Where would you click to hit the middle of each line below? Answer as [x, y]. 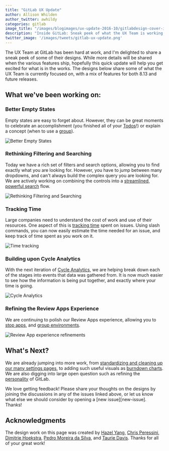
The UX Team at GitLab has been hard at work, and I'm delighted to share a [83, 52]
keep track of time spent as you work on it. [50, 236]
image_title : [19, 29]
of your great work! [25, 443]
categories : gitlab [26, 24]
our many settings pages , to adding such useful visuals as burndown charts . [84, 368]
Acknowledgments [36, 421]
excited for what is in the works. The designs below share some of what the [83, 68]
